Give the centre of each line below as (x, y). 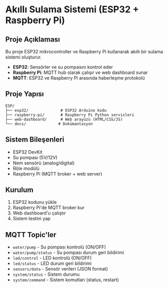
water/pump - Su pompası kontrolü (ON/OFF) (59, 247)
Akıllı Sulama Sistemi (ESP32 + (72, 9)
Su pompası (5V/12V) (35, 157)
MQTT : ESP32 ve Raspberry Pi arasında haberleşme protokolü (79, 78)
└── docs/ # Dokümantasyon (49, 124)
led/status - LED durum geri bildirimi (52, 263)
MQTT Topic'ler (31, 235)
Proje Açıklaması (33, 39)
